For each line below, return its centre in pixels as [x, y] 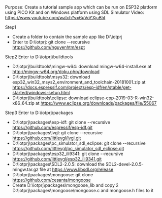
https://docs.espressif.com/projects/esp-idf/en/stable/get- [72, 87]
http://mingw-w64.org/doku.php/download [56, 72]
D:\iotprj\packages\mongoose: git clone [53, 175]
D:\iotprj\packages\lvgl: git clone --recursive [57, 133]
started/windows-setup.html [41, 93]
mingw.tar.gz [25, 169]
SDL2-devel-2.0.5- [125, 164]
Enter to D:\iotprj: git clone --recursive [51, 42]
